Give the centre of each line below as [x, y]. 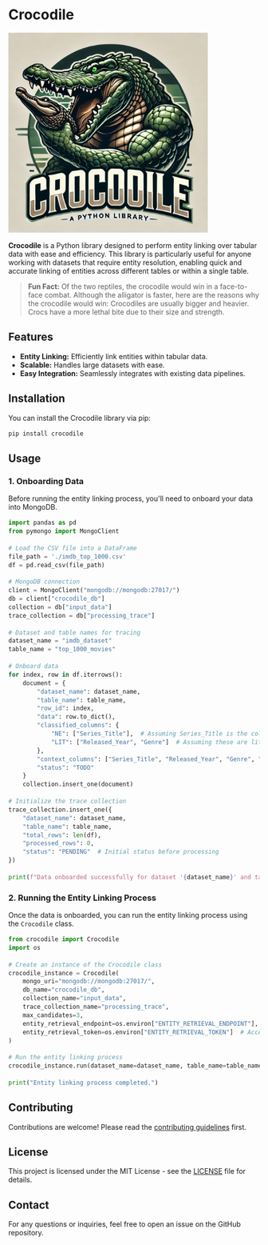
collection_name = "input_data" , [75, 999]
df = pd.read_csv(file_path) [57, 565]
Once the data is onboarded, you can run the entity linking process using [128, 915]
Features [31, 337]
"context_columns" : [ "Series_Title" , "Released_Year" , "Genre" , [146, 759]
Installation [37, 399]
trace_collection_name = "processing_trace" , [96, 1007]
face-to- [234, 286]
